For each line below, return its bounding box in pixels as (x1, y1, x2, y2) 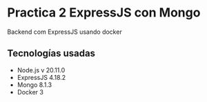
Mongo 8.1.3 (17, 81, 52, 89)
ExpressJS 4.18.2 (17, 73, 66, 81)
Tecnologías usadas (7, 48, 95, 59)
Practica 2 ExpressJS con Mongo (7, 5, 201, 21)
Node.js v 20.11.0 (17, 65, 66, 74)
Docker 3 (17, 88, 43, 96)
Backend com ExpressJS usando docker (7, 28, 122, 36)
